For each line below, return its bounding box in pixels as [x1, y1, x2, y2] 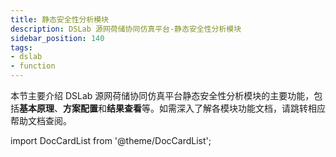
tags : [10, 42, 33, 53]
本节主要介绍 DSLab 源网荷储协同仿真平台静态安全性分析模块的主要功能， [10, 90, 315, 101]
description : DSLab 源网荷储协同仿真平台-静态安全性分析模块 [10, 24, 242, 34]
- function [10, 61, 56, 71]
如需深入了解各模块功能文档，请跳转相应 [158, 102, 326, 114]
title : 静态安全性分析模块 [10, 14, 110, 25]
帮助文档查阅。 [10, 115, 72, 126]
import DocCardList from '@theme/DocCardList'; [10, 135, 212, 146]
